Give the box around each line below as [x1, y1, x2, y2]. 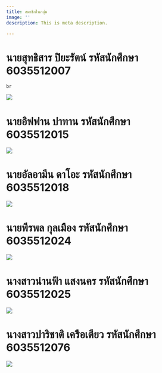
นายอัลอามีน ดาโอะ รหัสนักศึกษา [6, 168, 132, 181]
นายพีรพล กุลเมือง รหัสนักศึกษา [6, 221, 128, 235]
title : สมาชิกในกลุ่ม [6, 8, 48, 15]
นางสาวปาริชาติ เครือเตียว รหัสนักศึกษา [6, 328, 156, 341]
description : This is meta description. [6, 20, 108, 26]
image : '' [6, 14, 31, 20]
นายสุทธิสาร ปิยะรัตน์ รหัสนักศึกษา [6, 51, 139, 64]
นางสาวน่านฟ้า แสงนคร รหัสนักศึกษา [6, 275, 148, 288]
